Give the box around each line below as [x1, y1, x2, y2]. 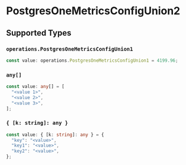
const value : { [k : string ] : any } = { [6, 132, 105, 138]
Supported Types [6, 28, 72, 38]
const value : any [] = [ [6, 84, 65, 90]
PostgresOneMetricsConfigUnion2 [6, 4, 181, 18]
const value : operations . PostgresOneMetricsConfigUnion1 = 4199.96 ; [6, 58, 178, 64]
